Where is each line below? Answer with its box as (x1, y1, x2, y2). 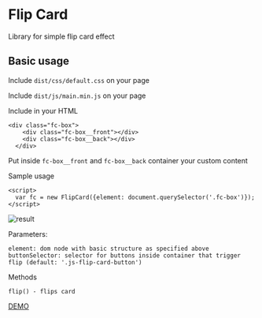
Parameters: (8, 229, 48, 238)
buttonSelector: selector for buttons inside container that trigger (8, 251, 242, 260)
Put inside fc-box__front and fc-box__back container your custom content (8, 155, 248, 165)
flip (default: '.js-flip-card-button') (8, 258, 143, 266)
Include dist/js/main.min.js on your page (8, 91, 146, 100)
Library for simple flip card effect (8, 32, 116, 41)
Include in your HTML (8, 106, 79, 115)
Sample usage (8, 171, 55, 181)
